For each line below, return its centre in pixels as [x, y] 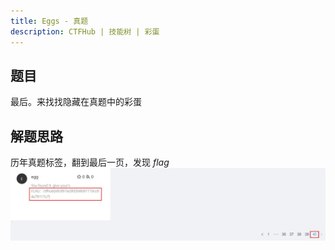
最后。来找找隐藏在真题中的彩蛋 [76, 102]
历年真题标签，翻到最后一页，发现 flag [90, 162]
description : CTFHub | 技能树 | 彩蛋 [85, 31]
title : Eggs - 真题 [49, 21]
